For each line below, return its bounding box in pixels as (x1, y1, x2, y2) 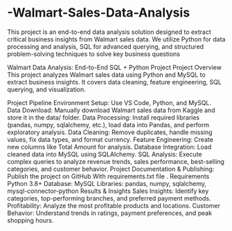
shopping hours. (7, 216, 54, 224)
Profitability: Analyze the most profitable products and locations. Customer (7, 201, 220, 210)
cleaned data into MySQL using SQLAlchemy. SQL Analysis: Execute (7, 150, 202, 158)
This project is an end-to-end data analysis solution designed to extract (7, 28, 211, 36)
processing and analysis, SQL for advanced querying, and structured (7, 42, 204, 50)
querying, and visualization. (7, 85, 87, 93)
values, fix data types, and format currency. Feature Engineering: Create (7, 135, 213, 143)
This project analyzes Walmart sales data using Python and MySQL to (7, 71, 206, 79)
